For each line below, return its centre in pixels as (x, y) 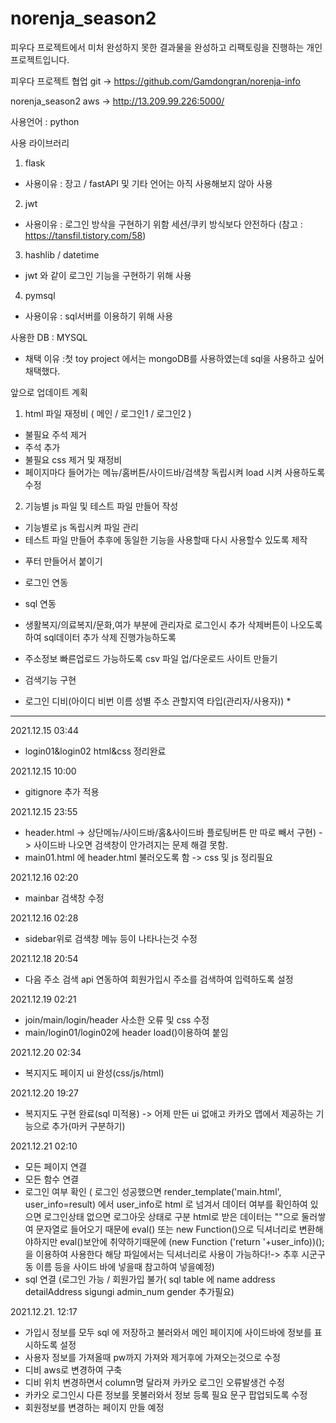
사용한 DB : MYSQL (49, 337)
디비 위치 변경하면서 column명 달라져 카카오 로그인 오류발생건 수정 (154, 1382)
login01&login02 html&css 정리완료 (95, 751)
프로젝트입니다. (40, 59)
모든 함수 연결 (51, 1179)
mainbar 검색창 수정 (64, 898)
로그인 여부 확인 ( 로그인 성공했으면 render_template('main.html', (153, 1191)
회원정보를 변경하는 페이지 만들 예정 (94, 1407)
